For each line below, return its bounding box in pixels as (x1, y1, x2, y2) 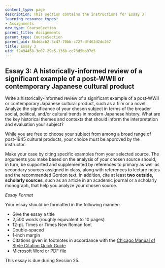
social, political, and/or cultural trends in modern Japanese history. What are (5, 111, 161, 117)
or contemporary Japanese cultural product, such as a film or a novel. (5, 101, 147, 107)
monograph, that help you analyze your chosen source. (5, 183, 117, 189)
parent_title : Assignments (5, 30, 61, 35)
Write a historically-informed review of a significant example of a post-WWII (5, 95, 159, 101)
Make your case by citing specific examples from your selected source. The (5, 151, 159, 157)
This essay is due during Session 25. (5, 258, 80, 264)
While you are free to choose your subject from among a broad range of (5, 131, 151, 137)
